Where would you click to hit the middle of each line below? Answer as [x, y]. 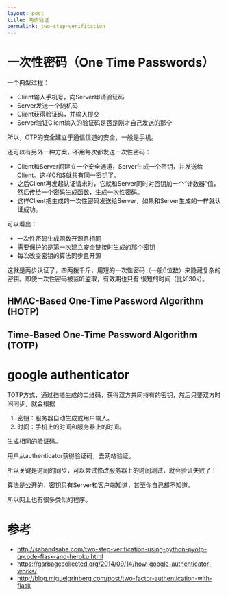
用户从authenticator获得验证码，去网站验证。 [71, 456]
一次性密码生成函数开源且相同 [59, 239]
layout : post [26, 13]
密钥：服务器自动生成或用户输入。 [65, 418]
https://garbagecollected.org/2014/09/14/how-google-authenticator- [114, 564]
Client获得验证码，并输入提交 [58, 115]
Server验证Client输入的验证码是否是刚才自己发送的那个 [94, 123]
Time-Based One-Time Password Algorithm [102, 335]
